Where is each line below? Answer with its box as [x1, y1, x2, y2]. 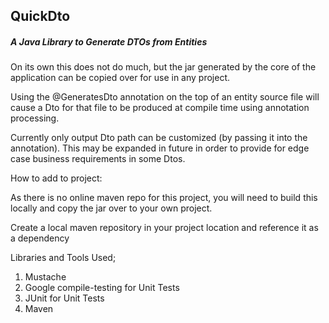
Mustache [24, 271, 67, 283]
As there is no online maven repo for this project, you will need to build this [10, 192, 318, 204]
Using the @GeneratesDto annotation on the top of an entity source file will [10, 91, 320, 103]
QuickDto [10, 8, 71, 25]
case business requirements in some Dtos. [10, 153, 186, 165]
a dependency [10, 232, 70, 244]
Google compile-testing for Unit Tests [24, 282, 180, 294]
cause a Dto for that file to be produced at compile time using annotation [10, 102, 310, 114]
